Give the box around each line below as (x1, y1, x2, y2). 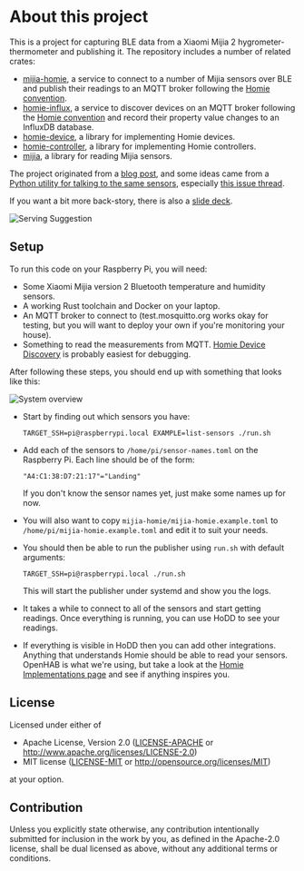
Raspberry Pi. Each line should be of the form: (22, 454, 195, 465)
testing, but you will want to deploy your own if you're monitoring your (22, 320, 285, 331)
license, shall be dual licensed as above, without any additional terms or (9, 843, 279, 855)
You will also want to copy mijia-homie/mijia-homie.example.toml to (22, 515, 279, 526)
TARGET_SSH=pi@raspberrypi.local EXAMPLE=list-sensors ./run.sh (22, 429, 271, 438)
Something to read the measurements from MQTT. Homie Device (22, 339, 266, 350)
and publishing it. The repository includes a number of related (60, 45, 291, 56)
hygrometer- (237, 36, 285, 47)
